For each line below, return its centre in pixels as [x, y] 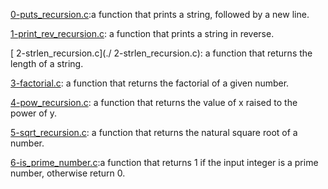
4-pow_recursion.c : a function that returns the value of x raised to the [154, 102]
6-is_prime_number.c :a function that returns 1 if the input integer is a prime [164, 162]
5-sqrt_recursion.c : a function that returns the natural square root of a [154, 132]
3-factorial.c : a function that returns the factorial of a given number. [150, 83]
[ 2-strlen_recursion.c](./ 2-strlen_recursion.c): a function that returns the [161, 53]
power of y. [34, 113]
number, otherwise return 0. [68, 173]
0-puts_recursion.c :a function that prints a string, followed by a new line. [160, 14]
